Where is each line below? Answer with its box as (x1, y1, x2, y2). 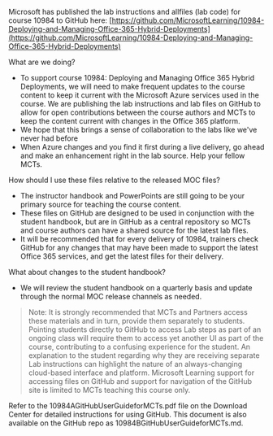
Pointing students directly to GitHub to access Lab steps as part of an (28, 325, 262, 334)
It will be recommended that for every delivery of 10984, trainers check (19, 234, 258, 243)
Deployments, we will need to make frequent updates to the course (19, 81, 245, 91)
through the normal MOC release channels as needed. (19, 292, 202, 301)
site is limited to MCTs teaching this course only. (28, 386, 191, 395)
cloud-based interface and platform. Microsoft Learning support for (28, 368, 254, 377)
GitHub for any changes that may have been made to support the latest (19, 243, 258, 252)
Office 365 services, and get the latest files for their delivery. (19, 251, 224, 261)
